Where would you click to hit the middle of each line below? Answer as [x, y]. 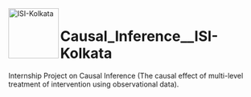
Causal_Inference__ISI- [139, 36]
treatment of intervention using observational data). [94, 84]
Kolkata [86, 53]
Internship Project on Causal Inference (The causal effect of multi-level [126, 75]
